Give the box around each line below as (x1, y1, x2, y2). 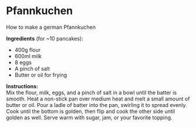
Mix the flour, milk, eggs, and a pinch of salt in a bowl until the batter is (6, 89, 177, 96)
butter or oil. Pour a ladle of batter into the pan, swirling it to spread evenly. (6, 101, 187, 108)
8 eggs (14, 59, 32, 66)
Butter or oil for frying (14, 71, 67, 78)
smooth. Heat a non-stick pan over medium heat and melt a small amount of (6, 95, 190, 102)
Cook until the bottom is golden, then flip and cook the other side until (6, 108, 175, 115)
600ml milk (14, 52, 42, 59)
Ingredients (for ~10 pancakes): (6, 35, 83, 42)
